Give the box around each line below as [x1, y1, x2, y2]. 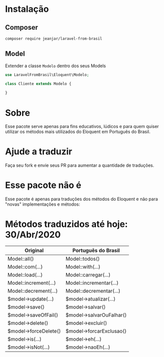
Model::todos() [66, 256, 100, 263]
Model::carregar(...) [66, 271, 111, 278]
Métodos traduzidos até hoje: [5, 219, 128, 230]
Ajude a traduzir [5, 146, 72, 157]
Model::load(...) [7, 271, 43, 278]
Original [24, 247, 44, 254]
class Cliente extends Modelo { [5, 81, 71, 86]
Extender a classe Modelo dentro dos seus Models [5, 63, 106, 69]
